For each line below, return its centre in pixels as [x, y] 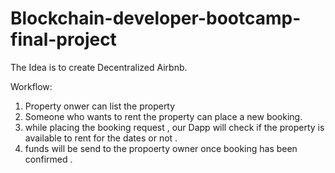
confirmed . [48, 159]
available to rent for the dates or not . [101, 138]
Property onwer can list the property [100, 106]
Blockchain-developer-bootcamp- [156, 18]
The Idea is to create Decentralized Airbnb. [99, 67]
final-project [63, 39]
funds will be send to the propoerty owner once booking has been [161, 148]
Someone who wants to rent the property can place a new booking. [163, 116]
